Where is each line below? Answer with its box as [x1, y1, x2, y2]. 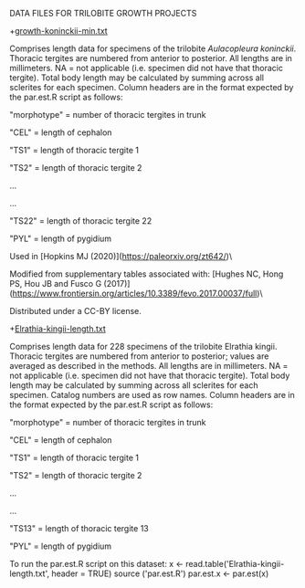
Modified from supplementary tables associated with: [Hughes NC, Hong [9, 268, 284, 279]
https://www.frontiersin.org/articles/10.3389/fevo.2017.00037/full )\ [12, 288, 263, 299]
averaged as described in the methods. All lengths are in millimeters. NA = [9, 361, 289, 371]
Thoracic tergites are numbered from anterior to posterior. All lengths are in [9, 53, 292, 63]
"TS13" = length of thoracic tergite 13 [9, 523, 149, 533]
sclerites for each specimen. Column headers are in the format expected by [9, 82, 294, 92]
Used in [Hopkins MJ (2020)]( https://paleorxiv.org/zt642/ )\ [9, 251, 233, 261]
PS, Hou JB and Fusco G [9, 278, 102, 289]
